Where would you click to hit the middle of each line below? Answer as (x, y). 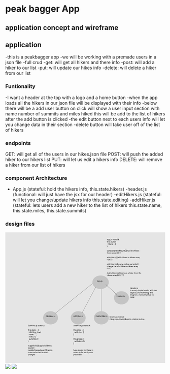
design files (20, 224)
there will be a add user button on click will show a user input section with (82, 108)
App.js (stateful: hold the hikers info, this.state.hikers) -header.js (80, 189)
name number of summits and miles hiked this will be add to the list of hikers (85, 114)
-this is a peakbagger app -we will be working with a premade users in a (81, 57)
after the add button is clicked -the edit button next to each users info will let (85, 119)
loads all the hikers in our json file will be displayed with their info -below (81, 103)
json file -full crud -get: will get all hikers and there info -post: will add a (80, 63)
